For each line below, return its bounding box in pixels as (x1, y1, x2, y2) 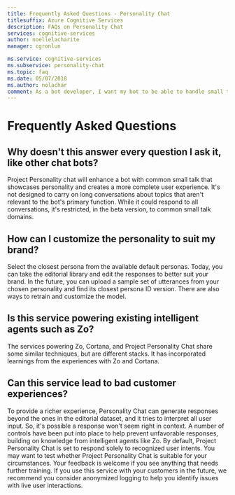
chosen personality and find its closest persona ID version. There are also (7, 285, 220, 293)
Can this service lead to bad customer (7, 377, 177, 389)
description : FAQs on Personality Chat (7, 23, 124, 30)
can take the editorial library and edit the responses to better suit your (7, 270, 208, 279)
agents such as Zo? (7, 323, 94, 335)
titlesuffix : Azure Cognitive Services (7, 17, 124, 24)
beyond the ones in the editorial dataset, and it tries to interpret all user (7, 414, 212, 422)
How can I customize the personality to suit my (7, 232, 215, 245)
